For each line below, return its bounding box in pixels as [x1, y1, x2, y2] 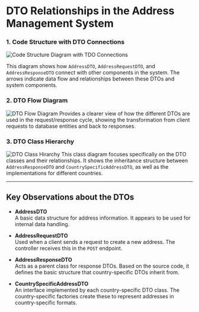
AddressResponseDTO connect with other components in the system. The [6, 69, 180, 76]
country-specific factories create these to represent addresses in [14, 292, 175, 300]
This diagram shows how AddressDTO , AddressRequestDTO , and [6, 63, 156, 70]
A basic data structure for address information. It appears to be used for [14, 214, 191, 221]
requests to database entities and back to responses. [6, 123, 136, 130]
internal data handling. [14, 220, 70, 227]
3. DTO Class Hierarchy [6, 137, 75, 146]
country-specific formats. [14, 299, 78, 306]
